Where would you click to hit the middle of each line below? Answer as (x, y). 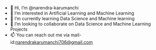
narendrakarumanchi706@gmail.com (54, 42)
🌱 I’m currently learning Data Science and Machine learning (72, 18)
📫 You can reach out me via (40, 35)
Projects (19, 29)
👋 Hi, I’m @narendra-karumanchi (44, 8)
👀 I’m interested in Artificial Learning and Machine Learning (72, 13)
